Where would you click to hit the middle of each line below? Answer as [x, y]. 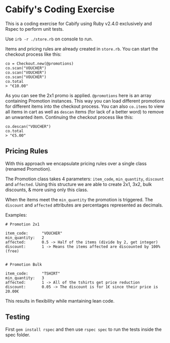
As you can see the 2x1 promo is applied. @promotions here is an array [78, 95]
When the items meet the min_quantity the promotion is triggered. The [79, 199]
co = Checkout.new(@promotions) [39, 63]
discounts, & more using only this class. [47, 190]
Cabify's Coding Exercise [60, 9]
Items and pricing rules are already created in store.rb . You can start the [82, 49]
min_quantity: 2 [25, 238]
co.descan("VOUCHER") [28, 126]
